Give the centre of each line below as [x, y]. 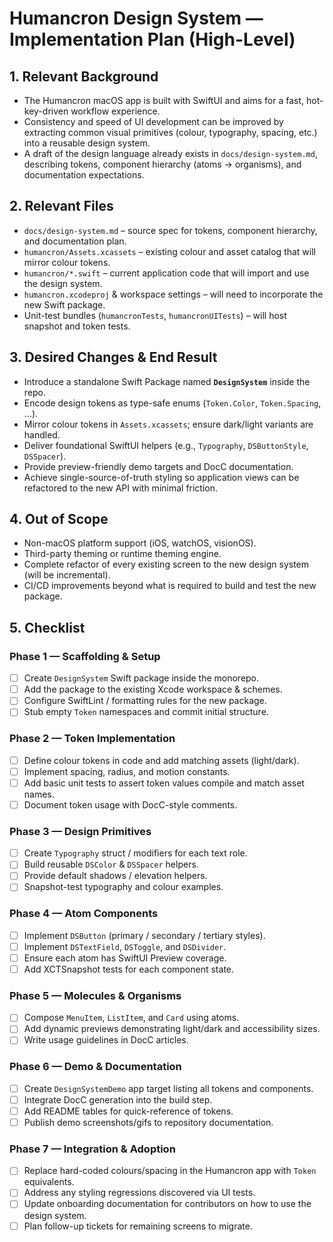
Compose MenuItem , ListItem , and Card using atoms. [131, 1018]
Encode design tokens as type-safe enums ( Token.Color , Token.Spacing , [172, 403]
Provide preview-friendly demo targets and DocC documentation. [158, 466]
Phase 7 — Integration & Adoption [92, 1149]
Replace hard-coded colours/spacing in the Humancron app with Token [170, 1171]
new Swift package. [64, 304]
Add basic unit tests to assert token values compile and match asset [164, 783]
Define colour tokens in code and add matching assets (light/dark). [161, 760]
